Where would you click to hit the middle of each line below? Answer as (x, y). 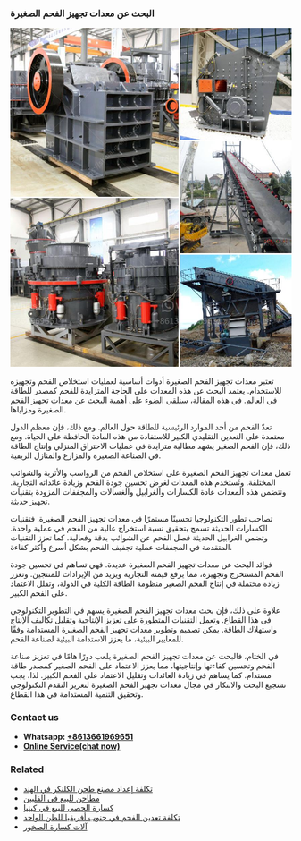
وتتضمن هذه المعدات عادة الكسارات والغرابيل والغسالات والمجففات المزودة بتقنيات (148, 491)
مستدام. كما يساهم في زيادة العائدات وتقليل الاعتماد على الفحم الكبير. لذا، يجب (141, 675)
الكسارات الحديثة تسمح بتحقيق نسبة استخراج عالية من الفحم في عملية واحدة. (139, 528)
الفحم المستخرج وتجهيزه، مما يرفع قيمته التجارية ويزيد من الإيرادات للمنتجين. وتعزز (147, 573)
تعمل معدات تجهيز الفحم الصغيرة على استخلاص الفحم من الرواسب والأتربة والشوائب (150, 472)
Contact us (34, 717)
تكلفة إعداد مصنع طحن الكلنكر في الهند (88, 789)
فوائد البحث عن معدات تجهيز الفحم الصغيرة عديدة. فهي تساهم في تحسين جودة (142, 564)
